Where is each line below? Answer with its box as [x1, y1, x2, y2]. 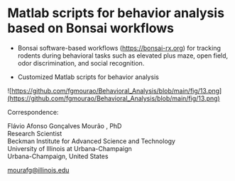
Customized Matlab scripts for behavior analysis [17, 73, 160, 81]
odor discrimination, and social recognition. [17, 58, 145, 67]
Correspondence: [7, 108, 59, 116]
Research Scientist [7, 129, 62, 138]
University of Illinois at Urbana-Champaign [7, 144, 133, 152]
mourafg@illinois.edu [7, 165, 70, 174]
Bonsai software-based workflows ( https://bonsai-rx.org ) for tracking [17, 43, 222, 52]
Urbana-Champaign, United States [7, 152, 109, 160]
